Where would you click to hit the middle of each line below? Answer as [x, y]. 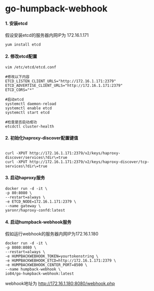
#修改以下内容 [17, 77]
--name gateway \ [23, 206]
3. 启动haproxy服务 [25, 178]
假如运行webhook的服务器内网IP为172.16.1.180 [52, 234]
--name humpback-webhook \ [33, 269]
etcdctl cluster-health [30, 126]
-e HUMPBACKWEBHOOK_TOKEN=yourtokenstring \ [52, 256]
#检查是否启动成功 [21, 122]
